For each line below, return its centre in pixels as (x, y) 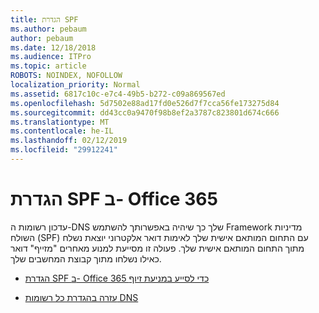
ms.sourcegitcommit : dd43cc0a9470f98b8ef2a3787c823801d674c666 (145, 112)
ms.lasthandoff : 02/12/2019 (69, 141)
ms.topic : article (48, 66)
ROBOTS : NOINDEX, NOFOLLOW (66, 76)
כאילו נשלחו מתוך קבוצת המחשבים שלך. (86, 258)
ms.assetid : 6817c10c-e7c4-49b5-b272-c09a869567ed (118, 94)
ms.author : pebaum (48, 29)
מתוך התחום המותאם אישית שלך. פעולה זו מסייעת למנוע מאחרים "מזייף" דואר (157, 248)
